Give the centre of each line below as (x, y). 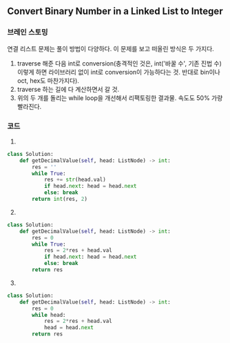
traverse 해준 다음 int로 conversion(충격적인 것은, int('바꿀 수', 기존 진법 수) (119, 63)
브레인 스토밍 (28, 32)
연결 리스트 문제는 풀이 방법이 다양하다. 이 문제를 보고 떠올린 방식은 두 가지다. (111, 48)
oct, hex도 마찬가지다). (48, 80)
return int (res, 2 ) (60, 199)
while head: (49, 315)
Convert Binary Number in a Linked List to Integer (115, 11)
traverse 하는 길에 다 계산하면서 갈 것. (68, 89)
